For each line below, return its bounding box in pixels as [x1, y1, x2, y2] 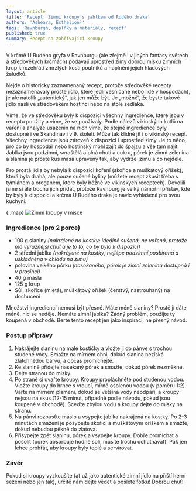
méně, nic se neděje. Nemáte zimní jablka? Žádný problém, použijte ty [6, 311, 176, 318]
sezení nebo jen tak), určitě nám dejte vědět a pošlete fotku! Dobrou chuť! [6, 478, 184, 485]
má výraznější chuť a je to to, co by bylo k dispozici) [14, 243, 140, 250]
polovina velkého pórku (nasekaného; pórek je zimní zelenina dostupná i [14, 262, 190, 269]
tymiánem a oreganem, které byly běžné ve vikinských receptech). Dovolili [6, 179, 185, 186]
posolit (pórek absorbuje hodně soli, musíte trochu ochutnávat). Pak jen [14, 438, 187, 445]
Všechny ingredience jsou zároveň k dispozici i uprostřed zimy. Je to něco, [6, 137, 187, 143]
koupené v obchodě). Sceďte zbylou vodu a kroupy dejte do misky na [14, 400, 183, 407]
